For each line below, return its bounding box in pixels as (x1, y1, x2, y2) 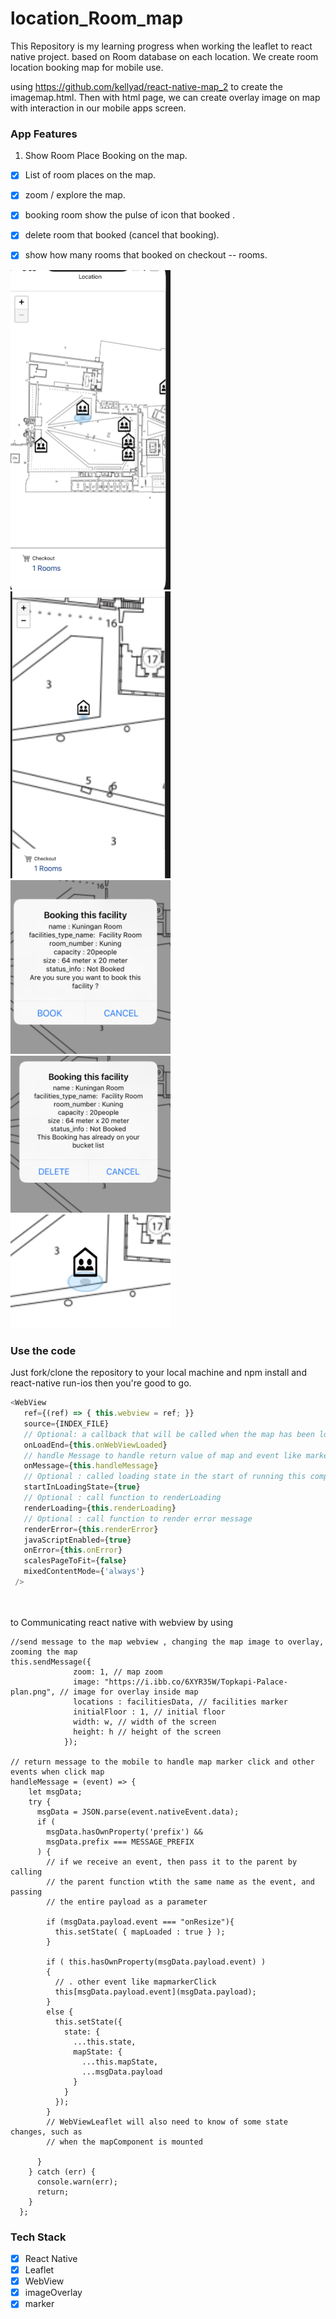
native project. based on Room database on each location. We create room (10, 50, 319, 62)
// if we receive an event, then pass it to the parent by (46, 1857, 298, 1867)
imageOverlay (24, 2287, 83, 2299)
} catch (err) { (28, 2167, 97, 2177)
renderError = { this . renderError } (23, 1524, 159, 1534)
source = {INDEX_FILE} (23, 1418, 110, 1429)
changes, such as (10, 2127, 83, 2137)
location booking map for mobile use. (10, 61, 164, 73)
